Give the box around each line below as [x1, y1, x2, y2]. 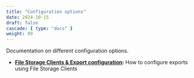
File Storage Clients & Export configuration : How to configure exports [14, 59, 188, 66]
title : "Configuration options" [6, 8, 86, 15]
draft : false [6, 20, 39, 26]
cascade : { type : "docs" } [6, 25, 73, 32]
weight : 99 [6, 31, 33, 37]
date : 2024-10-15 [6, 14, 49, 20]
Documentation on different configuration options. [6, 47, 129, 54]
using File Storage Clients [14, 65, 78, 72]
